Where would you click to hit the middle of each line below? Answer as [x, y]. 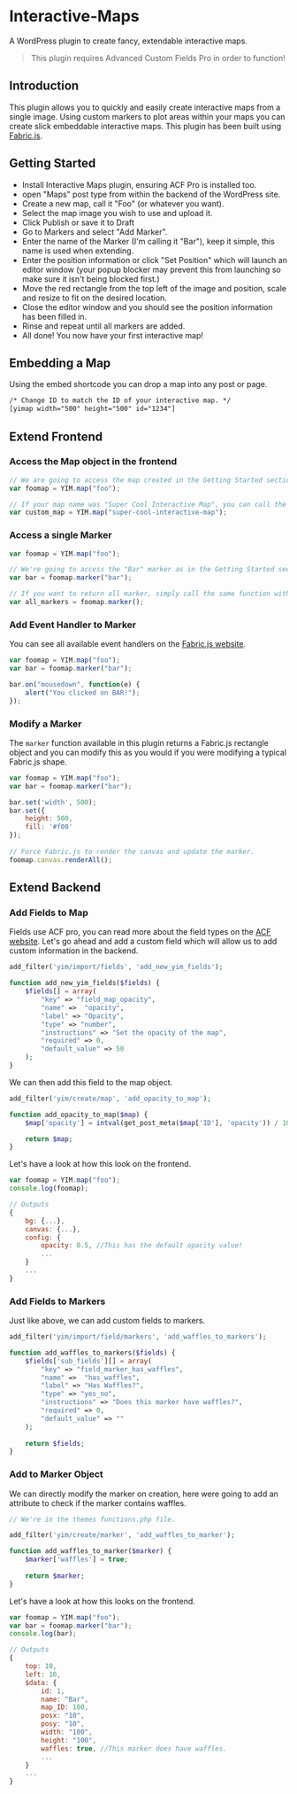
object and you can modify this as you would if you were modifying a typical [148, 752]
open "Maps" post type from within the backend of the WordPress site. [151, 194]
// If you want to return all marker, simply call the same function [140, 594]
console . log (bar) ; [43, 1634]
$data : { [41, 1682]
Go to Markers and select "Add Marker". [95, 231]
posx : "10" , [63, 1716]
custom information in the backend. [74, 951]
